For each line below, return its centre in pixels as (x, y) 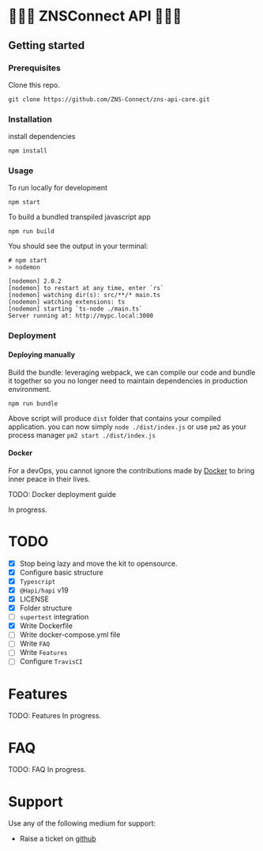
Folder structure (46, 608)
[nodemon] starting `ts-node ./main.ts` (76, 309)
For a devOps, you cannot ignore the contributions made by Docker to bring (131, 470)
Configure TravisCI (51, 661)
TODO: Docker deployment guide (62, 494)
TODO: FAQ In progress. (47, 770)
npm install (28, 151)
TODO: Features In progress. (54, 716)
